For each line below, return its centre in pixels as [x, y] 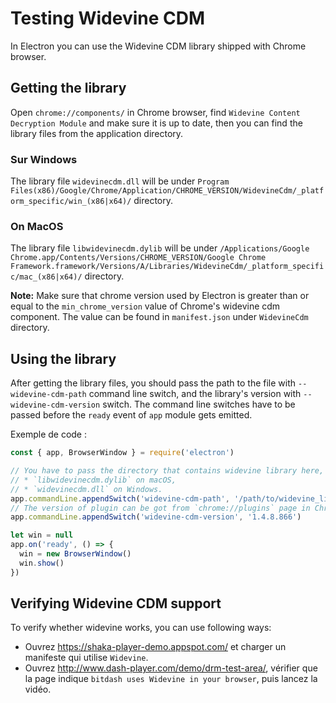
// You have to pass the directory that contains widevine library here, [167, 471]
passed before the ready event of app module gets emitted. [131, 415]
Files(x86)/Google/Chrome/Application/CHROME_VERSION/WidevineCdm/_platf [167, 191]
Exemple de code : [49, 434]
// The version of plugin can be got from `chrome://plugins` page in [160, 508]
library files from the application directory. [97, 133]
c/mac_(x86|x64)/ [46, 277]
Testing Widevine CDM [108, 18]
